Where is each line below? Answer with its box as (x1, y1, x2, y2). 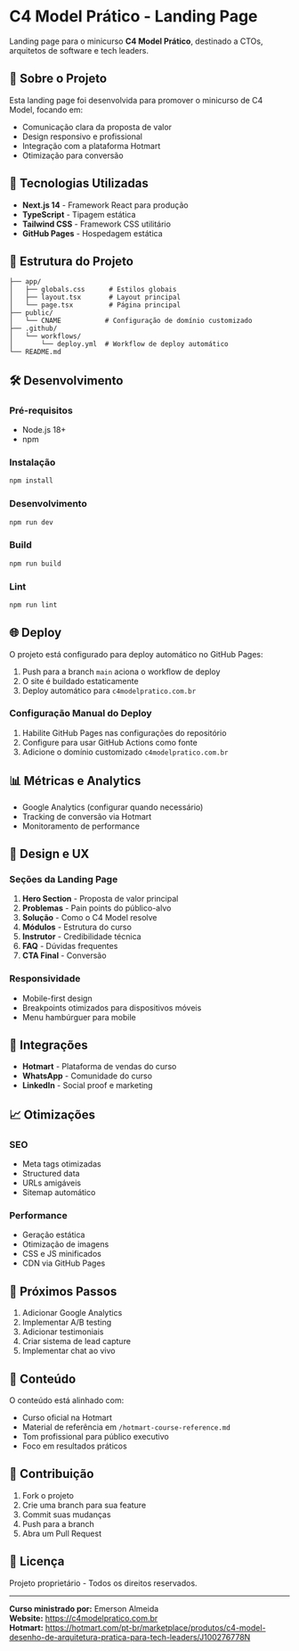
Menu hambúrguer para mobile (21, 1011, 136, 1022)
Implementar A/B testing (21, 1317, 112, 1328)
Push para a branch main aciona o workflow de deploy (21, 666, 221, 677)
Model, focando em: (9, 104, 83, 115)
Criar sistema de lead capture (21, 1336, 132, 1347)
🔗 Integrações (9, 1037, 88, 1053)
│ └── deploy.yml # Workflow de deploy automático (9, 340, 229, 349)
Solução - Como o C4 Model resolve (21, 912, 158, 923)
